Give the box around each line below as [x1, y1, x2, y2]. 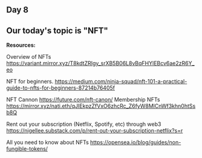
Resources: [6, 42, 36, 49]
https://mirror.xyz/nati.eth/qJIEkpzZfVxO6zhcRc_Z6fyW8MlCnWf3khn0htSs [6, 102, 196, 110]
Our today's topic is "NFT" [6, 25, 109, 36]
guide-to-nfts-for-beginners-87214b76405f [6, 84, 115, 91]
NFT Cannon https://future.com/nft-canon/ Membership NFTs [6, 96, 160, 104]
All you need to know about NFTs [6, 139, 89, 146]
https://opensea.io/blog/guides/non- [90, 139, 181, 146]
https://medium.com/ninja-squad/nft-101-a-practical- [54, 78, 187, 85]
